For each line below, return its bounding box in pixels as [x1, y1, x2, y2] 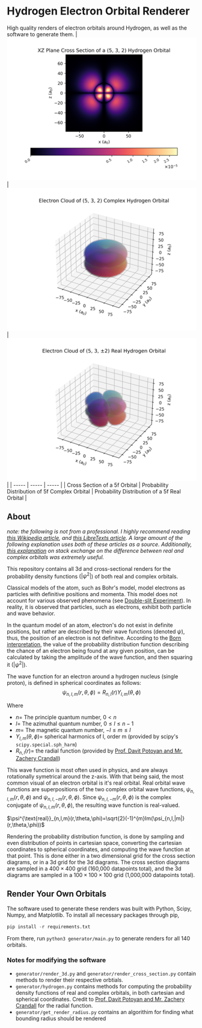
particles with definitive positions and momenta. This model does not [7, 591, 178, 598]
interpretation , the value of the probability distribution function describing [7, 641, 189, 648]
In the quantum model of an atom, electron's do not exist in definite [7, 622, 173, 629]
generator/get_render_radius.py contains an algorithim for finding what [15, 1008, 194, 1015]
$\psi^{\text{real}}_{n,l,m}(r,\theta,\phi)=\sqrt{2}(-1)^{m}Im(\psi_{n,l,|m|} [7, 814, 185, 822]
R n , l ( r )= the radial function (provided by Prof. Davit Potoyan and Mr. [15, 747, 183, 756]
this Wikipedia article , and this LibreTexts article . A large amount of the [7, 534, 183, 541]
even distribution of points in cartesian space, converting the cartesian [7, 839, 182, 846]
